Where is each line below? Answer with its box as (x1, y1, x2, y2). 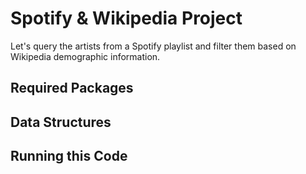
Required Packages (10, 80, 134, 97)
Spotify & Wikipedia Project (10, 7, 243, 30)
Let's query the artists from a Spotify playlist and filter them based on (10, 40, 297, 52)
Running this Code (10, 148, 128, 165)
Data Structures (10, 113, 112, 131)
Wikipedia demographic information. (10, 50, 161, 62)
